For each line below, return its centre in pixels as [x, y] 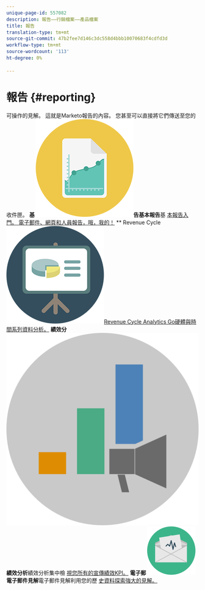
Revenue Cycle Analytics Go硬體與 [147, 321]
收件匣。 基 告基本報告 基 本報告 [95, 214]
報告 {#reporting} [51, 97]
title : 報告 [20, 26]
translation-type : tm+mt [38, 32]
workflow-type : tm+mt [34, 45]
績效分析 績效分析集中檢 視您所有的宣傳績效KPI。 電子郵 [76, 573]
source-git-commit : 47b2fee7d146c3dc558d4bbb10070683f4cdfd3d [87, 39]
